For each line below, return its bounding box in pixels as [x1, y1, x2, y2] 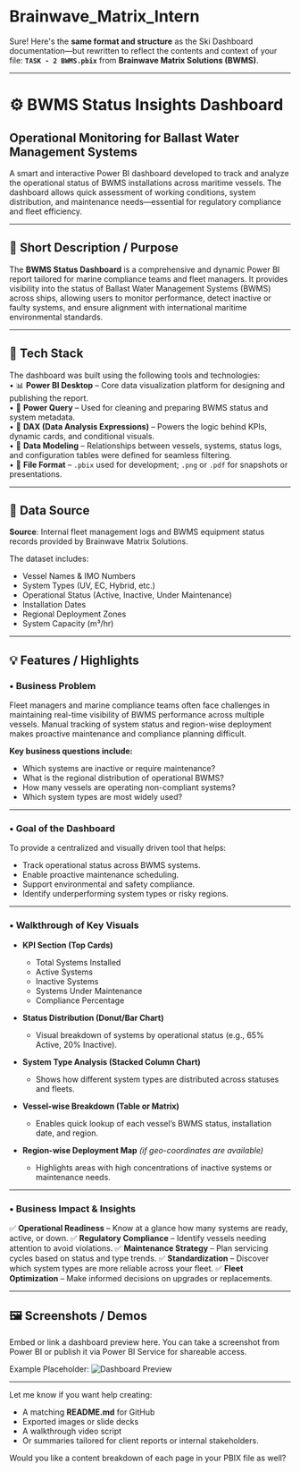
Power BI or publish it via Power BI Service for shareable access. [9, 1346, 247, 1357]
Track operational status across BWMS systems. [21, 860, 201, 871]
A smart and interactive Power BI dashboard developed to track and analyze [9, 167, 289, 178]
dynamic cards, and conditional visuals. [9, 430, 154, 441]
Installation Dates [21, 600, 87, 610]
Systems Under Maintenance [35, 985, 143, 996]
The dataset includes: [9, 553, 89, 565]
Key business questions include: [9, 745, 133, 757]
